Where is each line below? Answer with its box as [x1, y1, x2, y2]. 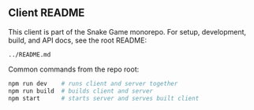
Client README [8, 6, 85, 20]
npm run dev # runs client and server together [8, 79, 178, 87]
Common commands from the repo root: [8, 64, 140, 74]
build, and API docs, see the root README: [8, 35, 148, 45]
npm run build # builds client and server [8, 86, 154, 95]
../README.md [8, 50, 51, 58]
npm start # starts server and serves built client [8, 94, 200, 102]
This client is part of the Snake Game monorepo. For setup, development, [8, 27, 247, 36]
